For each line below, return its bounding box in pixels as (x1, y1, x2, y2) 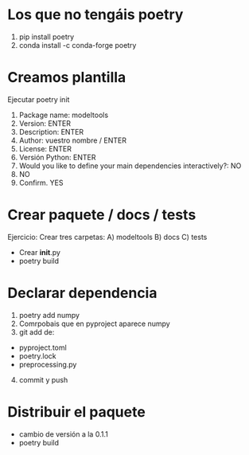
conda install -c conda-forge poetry (18, 40, 137, 49)
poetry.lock (18, 351, 56, 360)
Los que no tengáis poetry (7, 6, 184, 24)
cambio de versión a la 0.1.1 (18, 429, 108, 439)
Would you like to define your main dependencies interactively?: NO (18, 161, 242, 171)
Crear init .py (18, 247, 61, 257)
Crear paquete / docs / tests (7, 206, 196, 224)
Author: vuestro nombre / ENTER (18, 135, 126, 145)
